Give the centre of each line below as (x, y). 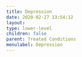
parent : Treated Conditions (41, 39)
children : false (26, 34)
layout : (16, 23)
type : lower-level (29, 28)
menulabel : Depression (34, 45)
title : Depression (29, 12)
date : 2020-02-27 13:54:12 (40, 17)
